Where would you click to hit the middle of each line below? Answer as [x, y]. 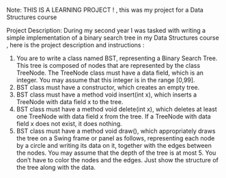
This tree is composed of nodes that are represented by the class [108, 65]
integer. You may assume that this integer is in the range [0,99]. [105, 80]
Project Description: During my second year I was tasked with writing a [106, 30]
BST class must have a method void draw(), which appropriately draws [116, 131]
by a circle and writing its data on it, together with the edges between [114, 145]
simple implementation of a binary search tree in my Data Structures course [113, 38]
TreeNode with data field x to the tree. [70, 102]
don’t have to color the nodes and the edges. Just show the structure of [117, 160]
